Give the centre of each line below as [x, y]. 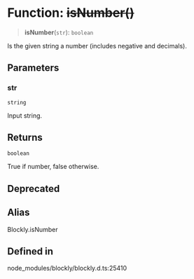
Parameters [33, 68]
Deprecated [34, 188]
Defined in [30, 251]
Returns [25, 138]
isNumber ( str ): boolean [59, 32]
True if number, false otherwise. [53, 167]
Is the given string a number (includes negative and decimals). [97, 46]
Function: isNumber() [71, 13]
